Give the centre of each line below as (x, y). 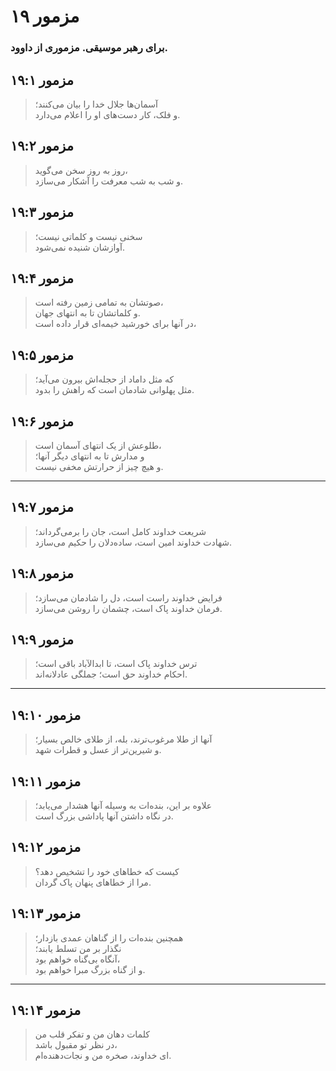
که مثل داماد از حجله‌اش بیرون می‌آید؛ (104, 379)
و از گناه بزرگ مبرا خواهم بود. (90, 969)
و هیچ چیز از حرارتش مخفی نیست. (99, 466)
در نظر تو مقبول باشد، (76, 1045)
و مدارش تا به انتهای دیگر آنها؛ (89, 456)
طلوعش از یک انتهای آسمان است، (98, 445)
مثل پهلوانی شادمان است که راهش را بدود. (114, 390)
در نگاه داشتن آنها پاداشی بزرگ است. (104, 816)
